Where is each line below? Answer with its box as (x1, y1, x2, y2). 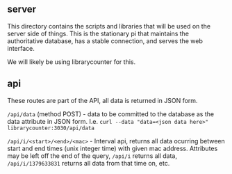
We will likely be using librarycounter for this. (7, 57, 136, 66)
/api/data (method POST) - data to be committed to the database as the (7, 109, 214, 118)
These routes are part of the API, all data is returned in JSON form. (7, 96, 198, 104)
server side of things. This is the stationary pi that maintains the (7, 29, 190, 38)
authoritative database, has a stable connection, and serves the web (7, 36, 203, 45)
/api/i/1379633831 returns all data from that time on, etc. (7, 159, 170, 167)
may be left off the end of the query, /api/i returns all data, (7, 151, 178, 160)
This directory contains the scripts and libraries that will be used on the (7, 22, 210, 30)
